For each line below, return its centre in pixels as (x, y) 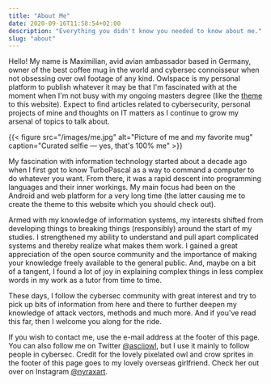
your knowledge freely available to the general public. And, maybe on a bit (132, 263)
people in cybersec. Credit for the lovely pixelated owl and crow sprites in (131, 354)
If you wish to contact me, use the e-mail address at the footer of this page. (134, 337)
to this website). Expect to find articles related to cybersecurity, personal (129, 104)
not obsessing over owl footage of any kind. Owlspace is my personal (125, 78)
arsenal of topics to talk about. (59, 121)
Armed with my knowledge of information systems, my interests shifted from (136, 220)
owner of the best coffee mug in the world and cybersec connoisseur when (134, 70)
